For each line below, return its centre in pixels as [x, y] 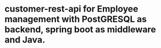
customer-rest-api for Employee [71, 9]
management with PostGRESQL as [76, 19]
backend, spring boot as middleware [80, 30]
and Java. [25, 40]
